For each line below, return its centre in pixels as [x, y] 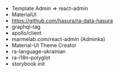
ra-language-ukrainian [38, 51]
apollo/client [27, 33]
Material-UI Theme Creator [44, 45]
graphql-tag [26, 27]
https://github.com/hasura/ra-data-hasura [62, 21]
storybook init [28, 64]
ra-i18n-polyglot [31, 58]
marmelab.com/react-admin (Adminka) [58, 39]
